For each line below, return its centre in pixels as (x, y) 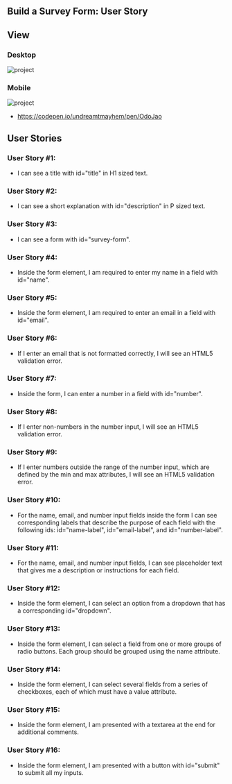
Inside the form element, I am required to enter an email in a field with (116, 313)
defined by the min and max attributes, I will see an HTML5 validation (116, 475)
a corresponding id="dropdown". (64, 611)
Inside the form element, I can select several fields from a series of (113, 684)
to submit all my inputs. (50, 772)
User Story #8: (32, 411)
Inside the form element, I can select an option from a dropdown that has (121, 604)
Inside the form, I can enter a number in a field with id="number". (110, 393)
